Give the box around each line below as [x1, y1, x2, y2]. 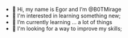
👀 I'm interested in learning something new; [12, 12, 121, 19]
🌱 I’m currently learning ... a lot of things [12, 19, 112, 25]
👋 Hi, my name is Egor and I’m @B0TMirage [12, 6, 121, 13]
